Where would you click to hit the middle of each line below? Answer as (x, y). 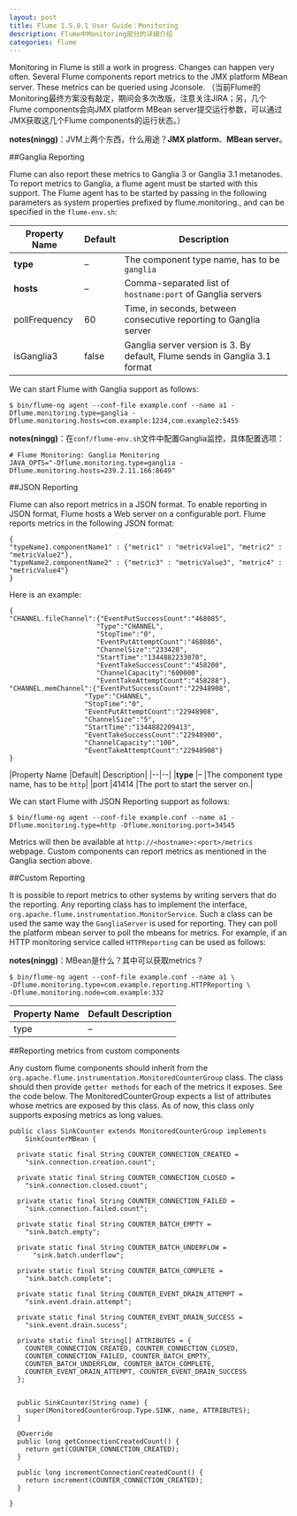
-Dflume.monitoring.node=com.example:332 (87, 993)
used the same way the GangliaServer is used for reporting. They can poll (143, 924)
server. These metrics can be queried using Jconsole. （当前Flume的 (135, 87)
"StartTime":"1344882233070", (152, 658)
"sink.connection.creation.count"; (91, 1162)
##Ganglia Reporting (47, 157)
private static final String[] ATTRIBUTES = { (104, 1341)
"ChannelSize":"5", (120, 720)
